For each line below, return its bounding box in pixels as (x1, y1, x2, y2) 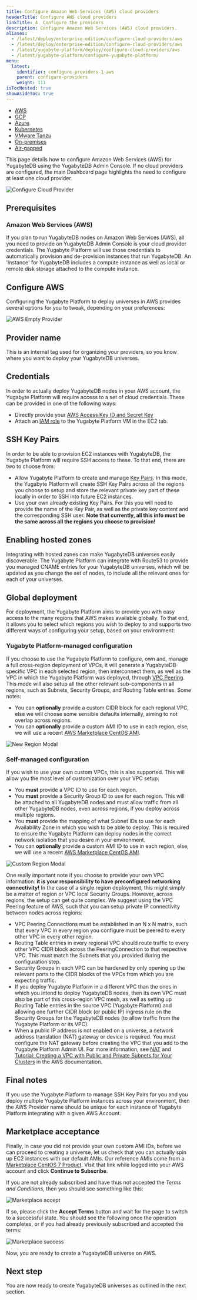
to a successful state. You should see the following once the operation (6, 1214, 176, 1221)
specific (6, 668, 26, 675)
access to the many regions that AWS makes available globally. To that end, (6, 615, 189, 622)
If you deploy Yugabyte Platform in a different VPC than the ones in (14, 983, 178, 990)
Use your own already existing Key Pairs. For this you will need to (14, 499, 173, 506)
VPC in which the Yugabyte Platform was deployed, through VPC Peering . (6, 674, 185, 681)
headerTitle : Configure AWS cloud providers (6, 14, 117, 20)
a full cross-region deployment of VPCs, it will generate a (6, 661, 145, 668)
